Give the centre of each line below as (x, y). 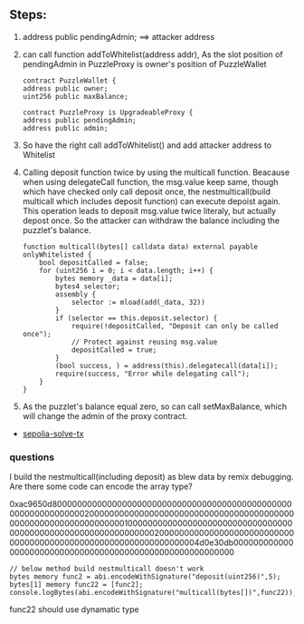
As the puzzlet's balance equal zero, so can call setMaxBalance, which (155, 406)
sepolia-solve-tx (53, 434)
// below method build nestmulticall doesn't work (107, 569)
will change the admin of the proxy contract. (105, 415)
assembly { (76, 294)
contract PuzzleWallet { (69, 81)
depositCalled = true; (114, 350)
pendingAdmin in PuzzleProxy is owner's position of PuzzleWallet (144, 63)
